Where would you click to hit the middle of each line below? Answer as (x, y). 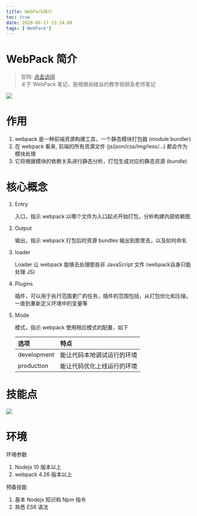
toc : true (18, 17)
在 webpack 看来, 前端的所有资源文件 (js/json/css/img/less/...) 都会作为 (101, 146)
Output (23, 228)
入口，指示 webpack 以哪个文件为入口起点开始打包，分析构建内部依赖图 (102, 216)
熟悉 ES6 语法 (31, 507)
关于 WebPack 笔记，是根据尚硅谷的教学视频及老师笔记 (88, 84)
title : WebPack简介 (29, 12)
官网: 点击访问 (38, 77)
